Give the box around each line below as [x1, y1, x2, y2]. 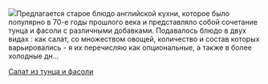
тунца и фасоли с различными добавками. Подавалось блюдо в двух [8, 26, 247, 35]
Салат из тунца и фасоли [8, 67, 94, 76]
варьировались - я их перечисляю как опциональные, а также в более [8, 43, 253, 52]
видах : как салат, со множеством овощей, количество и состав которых [8, 34, 260, 43]
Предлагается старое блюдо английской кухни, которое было [16, 9, 230, 18]
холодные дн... [8, 51, 59, 61]
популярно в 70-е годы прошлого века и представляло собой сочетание [8, 18, 258, 26]
